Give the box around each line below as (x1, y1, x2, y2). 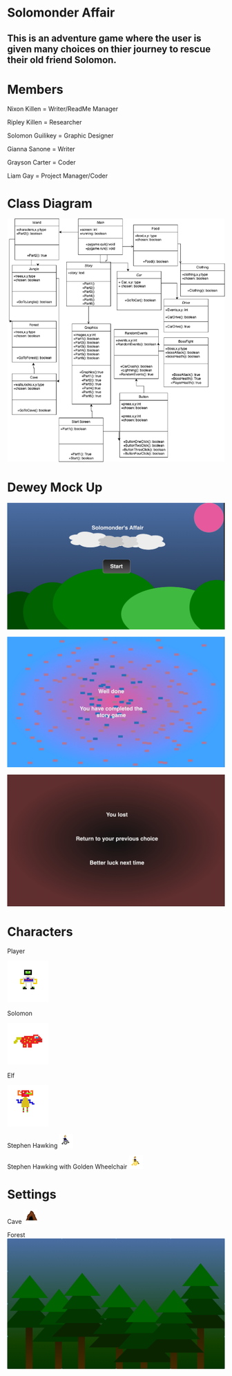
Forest (7, 1231, 26, 1239)
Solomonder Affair (7, 5, 115, 21)
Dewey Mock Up (7, 479, 103, 495)
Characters (7, 924, 73, 940)
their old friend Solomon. (7, 54, 117, 66)
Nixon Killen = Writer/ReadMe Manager (7, 104, 119, 113)
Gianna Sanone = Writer (7, 144, 76, 153)
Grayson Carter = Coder (7, 158, 76, 167)
